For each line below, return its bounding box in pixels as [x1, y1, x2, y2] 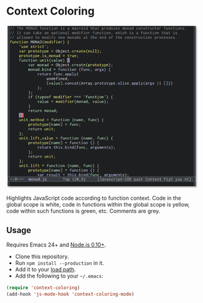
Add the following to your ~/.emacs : [15, 272, 103, 280]
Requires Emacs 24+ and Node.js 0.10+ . [6, 241, 106, 248]
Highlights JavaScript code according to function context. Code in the [6, 194, 181, 202]
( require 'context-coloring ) [6, 285, 80, 291]
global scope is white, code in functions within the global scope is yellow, [6, 201, 190, 208]
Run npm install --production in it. [15, 259, 105, 267]
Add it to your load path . [15, 266, 76, 273]
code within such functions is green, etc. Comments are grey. [6, 208, 160, 215]
